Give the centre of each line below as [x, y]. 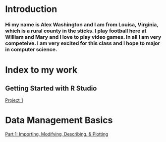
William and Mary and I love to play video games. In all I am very [83, 37]
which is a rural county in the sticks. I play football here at [76, 31]
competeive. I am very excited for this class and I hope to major [83, 43]
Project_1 [14, 100]
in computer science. [31, 50]
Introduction [31, 9]
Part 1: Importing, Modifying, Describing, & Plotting [57, 134]
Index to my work [41, 70]
